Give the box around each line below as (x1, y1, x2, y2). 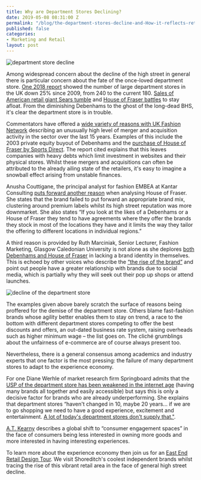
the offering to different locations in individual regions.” (6, 227, 142, 235)
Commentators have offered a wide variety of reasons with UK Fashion (6, 120, 181, 127)
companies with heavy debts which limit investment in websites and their (6, 152, 187, 159)
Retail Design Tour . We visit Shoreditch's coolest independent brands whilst (6, 455, 193, 463)
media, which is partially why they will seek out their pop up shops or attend (6, 271, 194, 278)
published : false (6, 25, 50, 32)
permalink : (6, 20, 33, 26)
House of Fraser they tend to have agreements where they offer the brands (6, 214, 191, 222)
